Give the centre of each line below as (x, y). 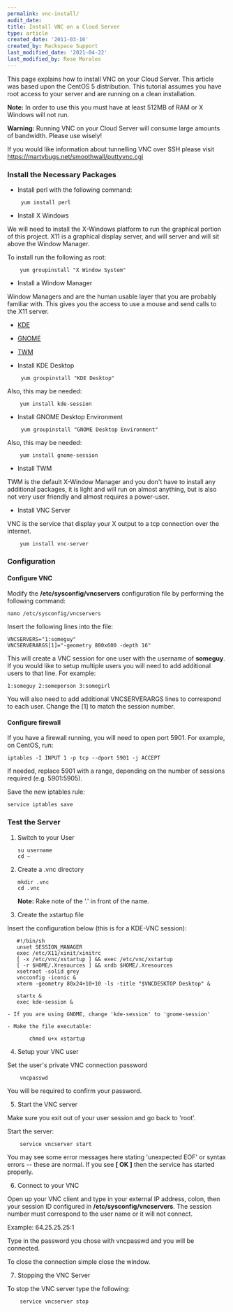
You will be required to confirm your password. (75, 1091)
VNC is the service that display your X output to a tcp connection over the (113, 524)
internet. (19, 531)
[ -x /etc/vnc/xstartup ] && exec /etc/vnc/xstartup (95, 959)
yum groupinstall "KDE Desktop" (68, 378)
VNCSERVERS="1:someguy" (42, 640)
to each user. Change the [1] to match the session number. (91, 707)
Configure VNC (30, 578)
